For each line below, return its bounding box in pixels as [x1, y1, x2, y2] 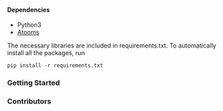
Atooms [17, 28, 40, 37]
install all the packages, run [7, 49, 85, 57]
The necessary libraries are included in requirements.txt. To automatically [7, 41, 217, 50]
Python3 [17, 21, 41, 29]
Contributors [7, 97, 52, 106]
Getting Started [7, 78, 60, 88]
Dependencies [7, 6, 50, 14]
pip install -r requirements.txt [7, 62, 104, 69]
